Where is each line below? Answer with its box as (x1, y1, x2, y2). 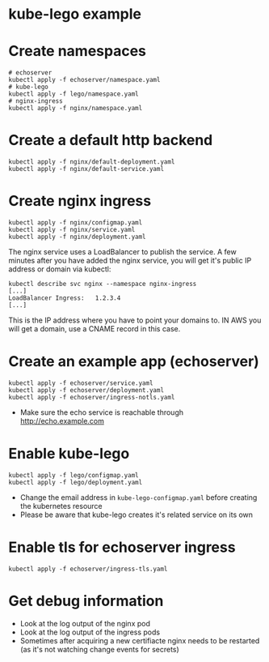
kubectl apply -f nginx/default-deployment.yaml (8, 158, 175, 166)
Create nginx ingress (8, 192, 152, 211)
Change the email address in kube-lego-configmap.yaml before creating (19, 492, 258, 502)
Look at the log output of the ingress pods (19, 627, 160, 637)
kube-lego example (8, 5, 141, 23)
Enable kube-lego (8, 445, 130, 463)
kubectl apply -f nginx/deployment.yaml (8, 233, 147, 241)
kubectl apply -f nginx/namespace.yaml (8, 105, 143, 113)
